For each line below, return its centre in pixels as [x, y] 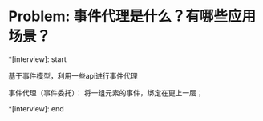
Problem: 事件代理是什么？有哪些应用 [132, 16]
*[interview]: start [37, 59]
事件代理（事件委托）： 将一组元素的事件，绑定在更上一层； [106, 92]
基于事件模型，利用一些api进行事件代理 [73, 75]
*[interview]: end [36, 108]
